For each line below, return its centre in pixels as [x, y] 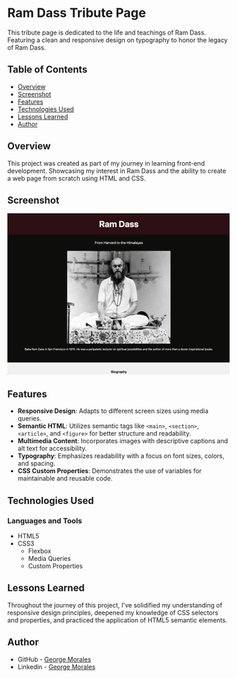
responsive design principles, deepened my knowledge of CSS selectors [113, 612]
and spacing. [36, 464]
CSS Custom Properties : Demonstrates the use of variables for [110, 471]
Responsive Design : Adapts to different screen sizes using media [113, 411]
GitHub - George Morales [54, 659]
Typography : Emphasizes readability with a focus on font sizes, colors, [121, 456]
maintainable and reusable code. [65, 479]
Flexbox [39, 551]
